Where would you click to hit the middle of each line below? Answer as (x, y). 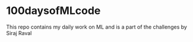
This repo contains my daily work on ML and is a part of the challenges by (96, 27)
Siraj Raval (19, 33)
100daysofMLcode (53, 11)
